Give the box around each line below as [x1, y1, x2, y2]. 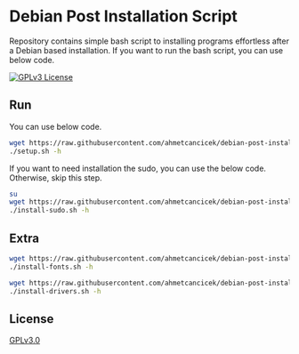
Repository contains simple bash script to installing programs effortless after [9, 36, 289, 46]
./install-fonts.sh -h [9, 262, 93, 271]
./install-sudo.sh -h [9, 206, 90, 215]
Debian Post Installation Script [9, 6, 238, 27]
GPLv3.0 [9, 335, 41, 346]
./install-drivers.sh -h [9, 286, 101, 295]
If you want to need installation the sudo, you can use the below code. [9, 163, 267, 173]
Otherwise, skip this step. [9, 172, 102, 183]
